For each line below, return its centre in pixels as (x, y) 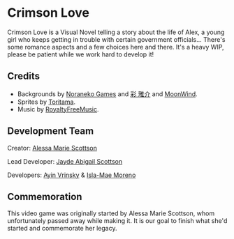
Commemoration (45, 196)
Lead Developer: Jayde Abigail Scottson (65, 161)
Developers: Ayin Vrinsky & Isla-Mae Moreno (72, 175)
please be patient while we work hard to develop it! (81, 54)
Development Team (51, 131)
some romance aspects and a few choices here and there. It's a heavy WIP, (116, 47)
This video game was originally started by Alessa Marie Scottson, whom (111, 213)
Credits (24, 76)
